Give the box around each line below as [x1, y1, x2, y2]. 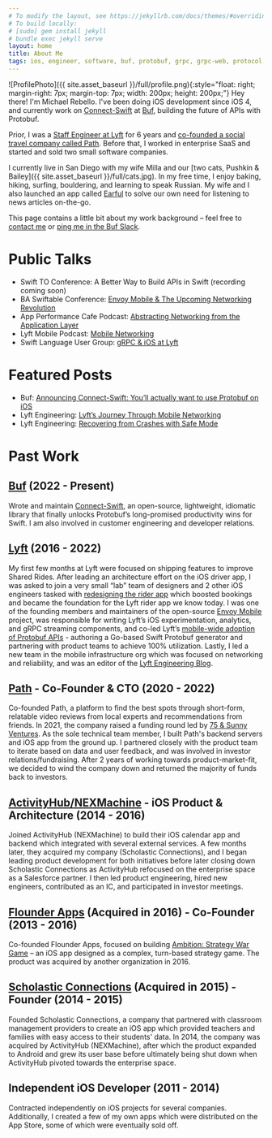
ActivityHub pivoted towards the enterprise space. [8, 1058, 176, 1067]
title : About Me [8, 50, 63, 58]
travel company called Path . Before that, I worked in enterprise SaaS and [8, 138, 251, 148]
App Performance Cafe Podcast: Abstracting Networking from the [19, 311, 240, 321]
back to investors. [8, 772, 69, 782]
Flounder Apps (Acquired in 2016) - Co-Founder [8, 905, 255, 919]
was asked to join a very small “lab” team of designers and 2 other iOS [8, 580, 244, 590]
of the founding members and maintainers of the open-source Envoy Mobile [8, 606, 262, 616]
